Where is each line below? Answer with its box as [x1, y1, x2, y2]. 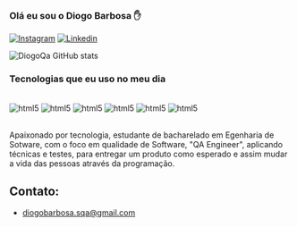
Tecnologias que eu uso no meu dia [9, 72, 166, 85]
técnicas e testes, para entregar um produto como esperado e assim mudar [9, 148, 288, 159]
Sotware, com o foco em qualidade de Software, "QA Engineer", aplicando [9, 139, 284, 149]
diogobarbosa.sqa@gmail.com [21, 207, 136, 218]
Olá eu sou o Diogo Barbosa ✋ [9, 9, 141, 21]
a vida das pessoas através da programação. [9, 157, 175, 169]
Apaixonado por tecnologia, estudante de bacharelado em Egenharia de [9, 130, 275, 140]
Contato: [9, 183, 60, 198]
